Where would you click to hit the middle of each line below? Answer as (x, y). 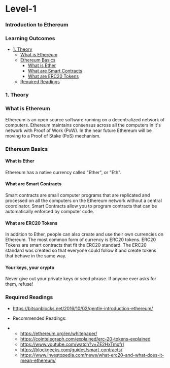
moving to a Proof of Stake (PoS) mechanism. (53, 136)
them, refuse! (19, 284)
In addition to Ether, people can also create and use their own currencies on (84, 235)
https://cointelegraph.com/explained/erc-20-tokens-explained (85, 339)
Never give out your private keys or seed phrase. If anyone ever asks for (81, 279)
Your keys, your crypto (30, 267)
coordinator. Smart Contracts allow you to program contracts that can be (81, 206)
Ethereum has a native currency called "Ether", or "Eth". (63, 172)
